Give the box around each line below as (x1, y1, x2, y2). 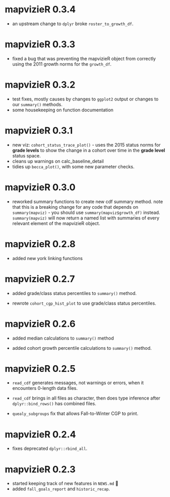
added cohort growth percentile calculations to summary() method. (12, 345, 152, 351)
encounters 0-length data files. (12, 385, 78, 391)
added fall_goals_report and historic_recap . (12, 486, 111, 492)
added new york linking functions (12, 255, 83, 261)
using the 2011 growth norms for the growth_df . (12, 61, 112, 67)
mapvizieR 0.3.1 (5, 125, 73, 136)
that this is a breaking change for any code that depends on (12, 204, 139, 210)
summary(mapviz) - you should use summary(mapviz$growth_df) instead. (12, 209, 160, 215)
